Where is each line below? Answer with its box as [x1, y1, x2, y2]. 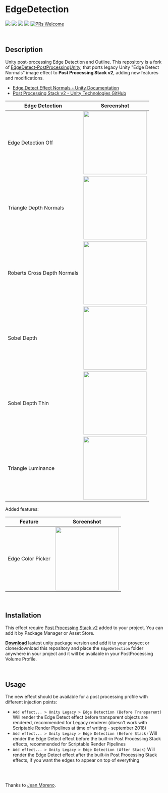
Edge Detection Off [8, 139, 53, 146]
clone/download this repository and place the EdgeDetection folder [5, 645, 144, 651]
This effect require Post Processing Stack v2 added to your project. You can [5, 625, 163, 631]
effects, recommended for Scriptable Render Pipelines [12, 741, 126, 747]
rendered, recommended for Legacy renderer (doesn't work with [12, 720, 147, 726]
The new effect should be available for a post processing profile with [5, 694, 148, 700]
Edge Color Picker [8, 555, 50, 562]
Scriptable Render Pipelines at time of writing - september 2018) [12, 725, 146, 731]
